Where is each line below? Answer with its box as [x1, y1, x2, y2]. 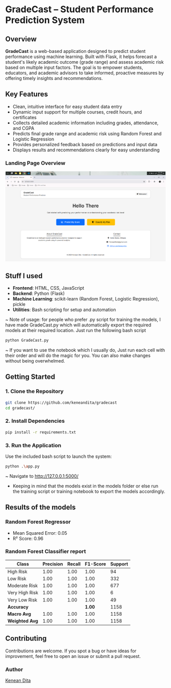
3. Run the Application [5, 442, 62, 449]
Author [5, 666, 23, 673]
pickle [12, 301, 25, 308]
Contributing [5, 634, 47, 643]
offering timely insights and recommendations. [5, 75, 103, 81]
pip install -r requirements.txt [5, 429, 76, 435]
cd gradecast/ [5, 405, 36, 410]
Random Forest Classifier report [5, 548, 87, 555]
